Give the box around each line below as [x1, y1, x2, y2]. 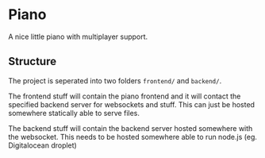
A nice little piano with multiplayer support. [8, 32, 148, 41]
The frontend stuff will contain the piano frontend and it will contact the [8, 91, 241, 101]
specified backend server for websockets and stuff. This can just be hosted [8, 99, 255, 109]
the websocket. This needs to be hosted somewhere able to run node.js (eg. [8, 132, 258, 141]
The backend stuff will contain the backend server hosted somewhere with [8, 123, 253, 133]
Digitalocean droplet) [8, 141, 77, 150]
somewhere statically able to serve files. [8, 108, 140, 118]
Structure [8, 55, 57, 68]
